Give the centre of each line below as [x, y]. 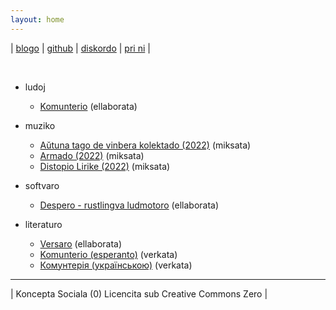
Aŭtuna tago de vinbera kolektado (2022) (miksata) [145, 145]
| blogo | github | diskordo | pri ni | [80, 48]
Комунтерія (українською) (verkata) [116, 265]
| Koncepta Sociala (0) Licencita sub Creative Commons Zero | [139, 293]
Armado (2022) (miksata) [92, 155]
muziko [40, 125]
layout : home [37, 19]
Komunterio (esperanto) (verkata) [108, 254]
